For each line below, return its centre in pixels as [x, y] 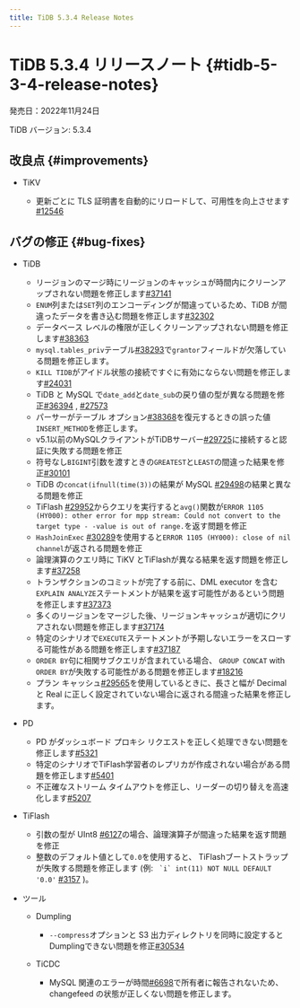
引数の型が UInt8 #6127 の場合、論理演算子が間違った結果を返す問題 [161, 835]
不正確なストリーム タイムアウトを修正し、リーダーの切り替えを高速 [162, 787]
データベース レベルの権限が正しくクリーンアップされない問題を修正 [162, 328]
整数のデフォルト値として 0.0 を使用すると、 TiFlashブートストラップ [162, 857]
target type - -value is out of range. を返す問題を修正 [141, 526]
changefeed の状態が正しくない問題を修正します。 [142, 994]
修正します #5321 [67, 753]
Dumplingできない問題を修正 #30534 [117, 946]
